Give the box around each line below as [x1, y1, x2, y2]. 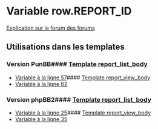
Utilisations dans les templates [6, 42, 125, 52]
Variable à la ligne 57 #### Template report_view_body [15, 74, 151, 81]
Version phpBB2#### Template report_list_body [6, 95, 152, 104]
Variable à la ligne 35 [15, 115, 68, 122]
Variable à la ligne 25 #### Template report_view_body [15, 109, 151, 116]
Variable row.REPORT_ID [6, 4, 132, 18]
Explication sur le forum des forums [6, 24, 95, 31]
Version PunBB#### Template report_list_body [6, 60, 148, 68]
